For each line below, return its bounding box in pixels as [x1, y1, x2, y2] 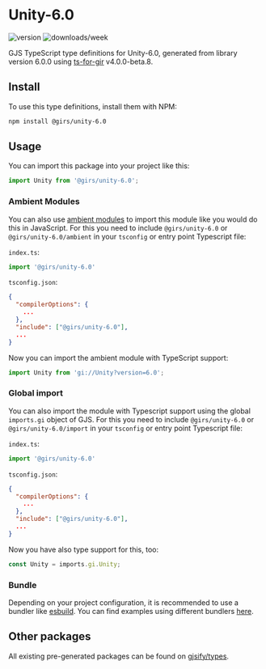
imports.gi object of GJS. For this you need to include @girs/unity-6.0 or [8, 414, 255, 424]
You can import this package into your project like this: [8, 161, 190, 171]
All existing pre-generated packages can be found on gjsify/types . [8, 651, 229, 661]
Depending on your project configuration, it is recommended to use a [8, 597, 239, 608]
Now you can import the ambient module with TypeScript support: [8, 353, 229, 362]
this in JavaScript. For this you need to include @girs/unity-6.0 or [8, 222, 228, 232]
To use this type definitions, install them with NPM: [8, 101, 178, 111]
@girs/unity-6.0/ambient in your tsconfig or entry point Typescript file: [8, 231, 247, 241]
